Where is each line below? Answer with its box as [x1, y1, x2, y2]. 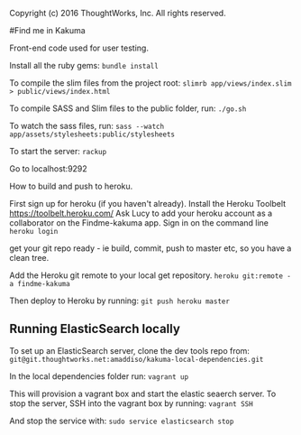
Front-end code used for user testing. [9, 42, 149, 53]
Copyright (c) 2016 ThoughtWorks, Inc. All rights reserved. [9, 8, 227, 18]
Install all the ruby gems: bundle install [9, 60, 160, 70]
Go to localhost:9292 [9, 163, 87, 174]
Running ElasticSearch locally [9, 321, 180, 337]
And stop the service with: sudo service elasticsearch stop [9, 415, 234, 426]
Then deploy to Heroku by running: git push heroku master [9, 295, 230, 306]
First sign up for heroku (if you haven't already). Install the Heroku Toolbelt [9, 199, 287, 208]
